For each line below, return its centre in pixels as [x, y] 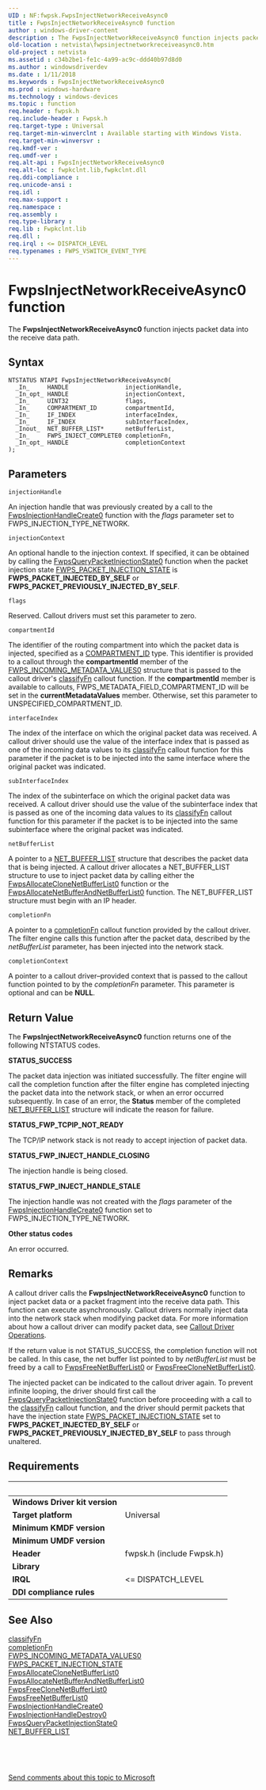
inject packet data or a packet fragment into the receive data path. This [124, 1301]
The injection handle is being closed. [68, 1171]
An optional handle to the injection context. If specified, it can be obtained [129, 553]
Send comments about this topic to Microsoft [82, 1777]
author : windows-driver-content [63, 30]
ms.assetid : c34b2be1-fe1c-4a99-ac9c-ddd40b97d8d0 [95, 60]
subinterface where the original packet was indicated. [96, 830]
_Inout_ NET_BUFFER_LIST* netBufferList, [95, 429]
